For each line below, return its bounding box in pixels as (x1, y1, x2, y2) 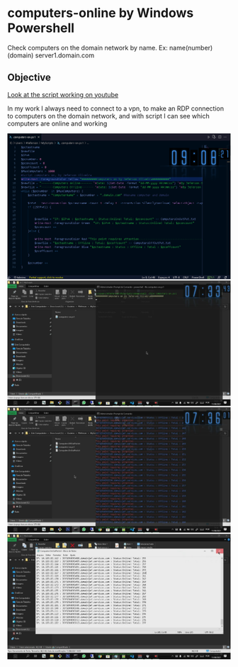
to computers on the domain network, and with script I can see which (7, 111, 210, 120)
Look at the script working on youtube (7, 90, 119, 99)
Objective (7, 72, 52, 84)
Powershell (7, 20, 75, 36)
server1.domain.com (35, 51, 94, 60)
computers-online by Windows (7, 5, 194, 21)
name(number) (169, 43, 213, 52)
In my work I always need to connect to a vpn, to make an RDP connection (7, 104, 225, 113)
